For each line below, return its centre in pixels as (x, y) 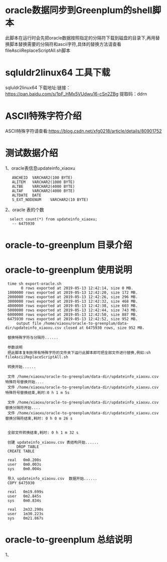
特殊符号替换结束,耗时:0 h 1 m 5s (37, 393)
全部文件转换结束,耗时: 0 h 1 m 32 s (43, 433)
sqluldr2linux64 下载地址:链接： (38, 87)
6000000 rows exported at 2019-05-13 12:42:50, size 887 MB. (72, 314)
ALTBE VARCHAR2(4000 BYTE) (43, 186)
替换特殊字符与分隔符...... (33, 337)
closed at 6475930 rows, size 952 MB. (104, 328)
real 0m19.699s (25, 491)
